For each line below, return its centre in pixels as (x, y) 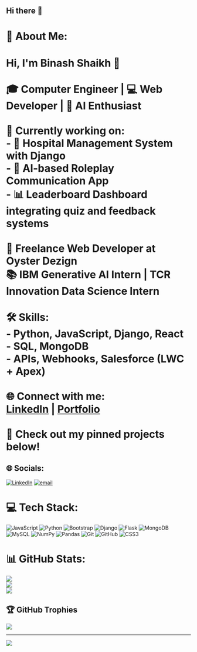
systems (28, 223)
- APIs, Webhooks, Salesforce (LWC (95, 359)
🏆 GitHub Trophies (42, 610)
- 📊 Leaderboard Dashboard (77, 194)
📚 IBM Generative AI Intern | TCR (89, 275)
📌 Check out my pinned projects (86, 434)
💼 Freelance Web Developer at (81, 248)
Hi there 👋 (24, 11)
